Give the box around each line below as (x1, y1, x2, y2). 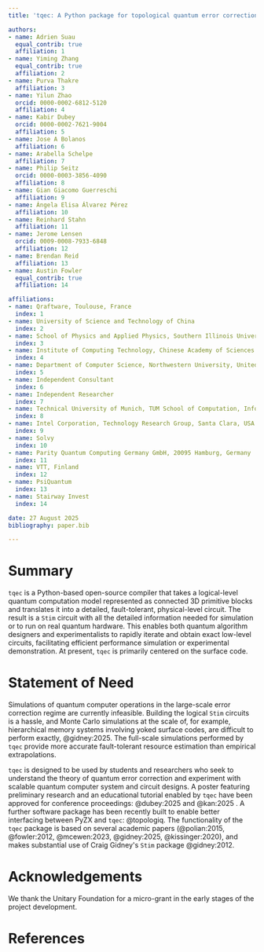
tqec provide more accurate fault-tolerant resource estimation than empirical (8, 741, 256, 751)
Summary (8, 562, 73, 580)
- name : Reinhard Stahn (8, 215, 86, 224)
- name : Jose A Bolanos (8, 135, 86, 143)
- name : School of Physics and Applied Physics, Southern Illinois (8, 331, 234, 340)
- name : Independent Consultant (8, 375, 114, 383)
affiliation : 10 (15, 208, 68, 216)
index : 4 (15, 354, 44, 362)
